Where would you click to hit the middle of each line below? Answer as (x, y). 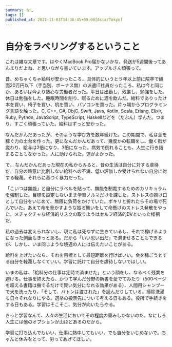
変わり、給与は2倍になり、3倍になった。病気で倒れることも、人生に (78, 148)
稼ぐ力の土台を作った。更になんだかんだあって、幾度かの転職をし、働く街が (86, 141)
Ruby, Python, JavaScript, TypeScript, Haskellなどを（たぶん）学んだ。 (81, 117)
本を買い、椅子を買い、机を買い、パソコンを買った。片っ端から (73, 105)
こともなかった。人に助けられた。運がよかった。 (66, 154)
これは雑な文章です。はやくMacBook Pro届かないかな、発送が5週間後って (83, 62)
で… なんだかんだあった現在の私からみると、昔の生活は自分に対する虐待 (82, 165)
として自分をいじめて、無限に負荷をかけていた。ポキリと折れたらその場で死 (86, 201)
